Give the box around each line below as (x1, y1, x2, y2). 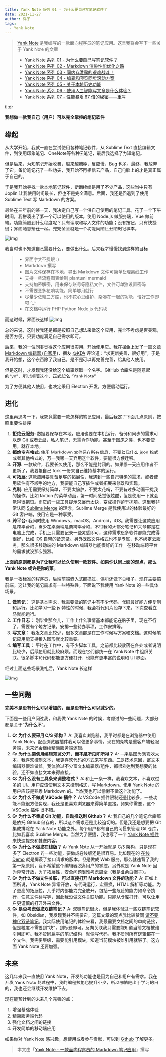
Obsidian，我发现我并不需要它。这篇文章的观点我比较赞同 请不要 (26, 912, 159, 918)
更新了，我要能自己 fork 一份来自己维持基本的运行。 (12, 467, 119, 473)
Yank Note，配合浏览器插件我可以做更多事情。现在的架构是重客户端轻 (12, 738, 155, 744)
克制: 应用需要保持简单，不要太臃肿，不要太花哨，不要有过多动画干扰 (12, 486, 154, 492)
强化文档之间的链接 (12, 1019, 52, 1025)
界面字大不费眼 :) (24, 256, 59, 262)
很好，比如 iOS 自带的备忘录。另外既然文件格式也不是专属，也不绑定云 (12, 536, 157, 542)
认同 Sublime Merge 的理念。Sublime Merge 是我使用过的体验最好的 (16, 505, 156, 511)
